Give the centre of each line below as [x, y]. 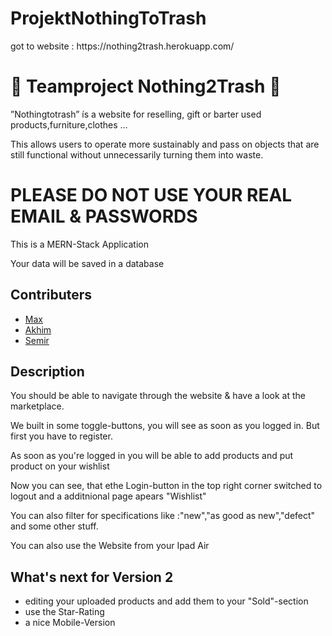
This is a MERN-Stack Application [79, 244]
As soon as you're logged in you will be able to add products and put [152, 456]
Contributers [51, 295]
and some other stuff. [54, 526]
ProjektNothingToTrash [108, 18]
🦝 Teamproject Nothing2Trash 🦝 [146, 86]
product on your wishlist [60, 466]
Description [47, 372]
